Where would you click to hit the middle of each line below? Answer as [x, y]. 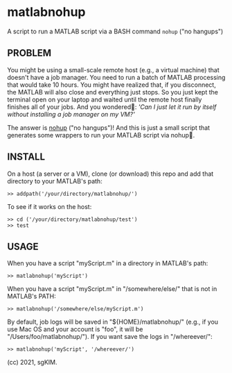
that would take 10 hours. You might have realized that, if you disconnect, [111, 85]
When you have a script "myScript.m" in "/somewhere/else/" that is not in [112, 289]
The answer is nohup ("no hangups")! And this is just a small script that [108, 127]
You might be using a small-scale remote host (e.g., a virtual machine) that [113, 69]
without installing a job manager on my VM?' [71, 114]
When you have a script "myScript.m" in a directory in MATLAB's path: [108, 263]
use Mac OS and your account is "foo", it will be [75, 329]
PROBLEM [29, 53]
